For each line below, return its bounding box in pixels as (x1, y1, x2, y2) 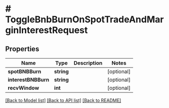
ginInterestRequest (5, 25, 88, 36)
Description (73, 60, 103, 66)
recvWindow (8, 84, 39, 91)
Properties (5, 44, 39, 53)
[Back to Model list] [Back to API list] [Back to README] (5, 97, 121, 103)
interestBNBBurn (8, 76, 50, 83)
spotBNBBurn (8, 68, 41, 75)
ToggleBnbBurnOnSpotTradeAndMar (5, 14, 164, 25)
